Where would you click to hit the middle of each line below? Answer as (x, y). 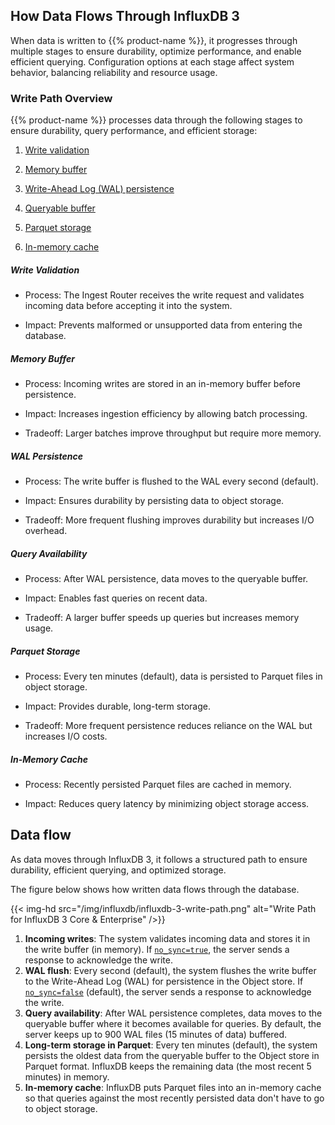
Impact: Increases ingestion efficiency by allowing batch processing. (166, 414)
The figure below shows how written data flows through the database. (155, 889)
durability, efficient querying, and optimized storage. (118, 870)
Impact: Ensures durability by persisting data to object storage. (154, 501)
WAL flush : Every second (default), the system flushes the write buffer (170, 970)
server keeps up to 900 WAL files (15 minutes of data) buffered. (156, 1034)
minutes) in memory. (67, 1076)
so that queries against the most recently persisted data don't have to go (174, 1098)
